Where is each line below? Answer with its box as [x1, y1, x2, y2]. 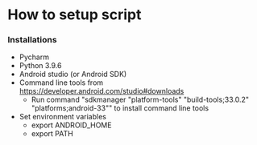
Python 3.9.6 [19, 61, 62, 70]
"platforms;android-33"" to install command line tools [31, 103, 209, 113]
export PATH [31, 129, 73, 139]
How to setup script [7, 6, 142, 24]
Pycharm [19, 52, 50, 62]
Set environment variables [19, 112, 106, 122]
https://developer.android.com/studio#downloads [19, 87, 184, 96]
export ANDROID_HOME [31, 120, 112, 130]
